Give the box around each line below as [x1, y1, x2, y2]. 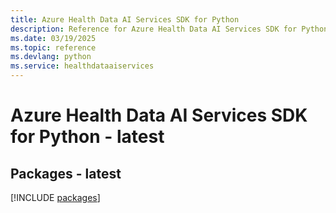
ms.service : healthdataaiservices [10, 61, 155, 71]
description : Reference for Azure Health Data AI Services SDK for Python [10, 24, 329, 34]
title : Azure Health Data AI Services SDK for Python [10, 14, 240, 25]
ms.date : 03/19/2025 [10, 33, 97, 43]
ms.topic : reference [10, 42, 97, 53]
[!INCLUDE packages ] [10, 192, 101, 203]
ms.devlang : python [10, 52, 92, 62]
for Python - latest [10, 126, 165, 148]
